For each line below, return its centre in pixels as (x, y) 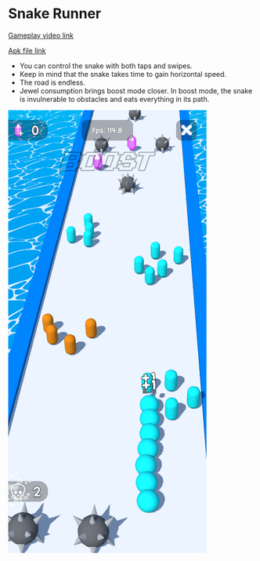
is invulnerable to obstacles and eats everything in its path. (114, 99)
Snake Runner (55, 14)
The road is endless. (52, 82)
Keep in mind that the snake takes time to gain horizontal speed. (123, 74)
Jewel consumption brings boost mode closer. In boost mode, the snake (136, 90)
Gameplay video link (41, 35)
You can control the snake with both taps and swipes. (106, 66)
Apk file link (27, 50)
